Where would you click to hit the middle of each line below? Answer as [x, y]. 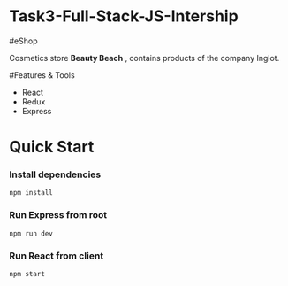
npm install [31, 193]
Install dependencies [55, 174]
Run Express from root [58, 215]
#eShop [23, 41]
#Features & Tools [42, 75]
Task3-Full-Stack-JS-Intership [124, 16]
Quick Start [52, 147]
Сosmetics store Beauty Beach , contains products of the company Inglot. [144, 58]
